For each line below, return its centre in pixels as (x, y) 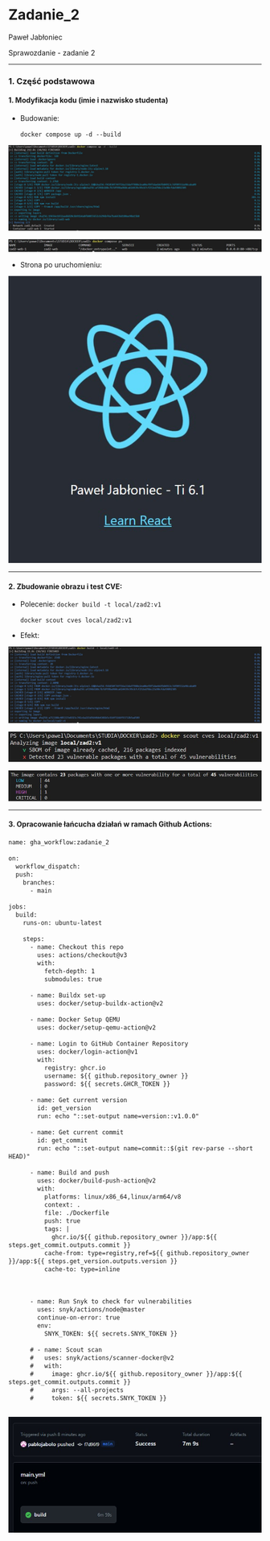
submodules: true (73, 980)
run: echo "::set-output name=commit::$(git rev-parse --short (145, 1149)
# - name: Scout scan (66, 1350)
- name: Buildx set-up (67, 996)
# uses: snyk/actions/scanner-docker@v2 (102, 1358)
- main (41, 891)
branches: (39, 883)
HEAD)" (19, 1157)
